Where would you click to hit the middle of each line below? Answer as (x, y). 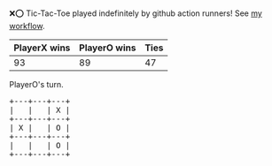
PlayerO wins (108, 48)
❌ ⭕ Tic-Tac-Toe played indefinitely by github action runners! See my (136, 13)
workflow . (27, 26)
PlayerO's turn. (36, 84)
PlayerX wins (42, 48)
